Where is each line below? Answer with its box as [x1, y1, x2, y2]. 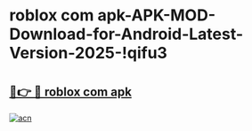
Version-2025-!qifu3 [9, 43, 167, 63]
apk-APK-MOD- [97, 5, 216, 26]
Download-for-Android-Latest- [9, 24, 244, 44]
